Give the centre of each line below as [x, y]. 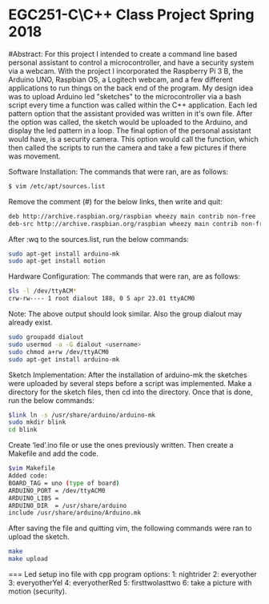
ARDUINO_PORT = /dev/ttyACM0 [57, 490]
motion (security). [38, 591]
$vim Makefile [32, 469]
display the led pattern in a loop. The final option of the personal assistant [130, 131]
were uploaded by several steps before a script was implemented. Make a [130, 383]
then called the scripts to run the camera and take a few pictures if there [127, 147]
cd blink [23, 430]
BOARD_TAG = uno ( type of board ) [64, 483]
